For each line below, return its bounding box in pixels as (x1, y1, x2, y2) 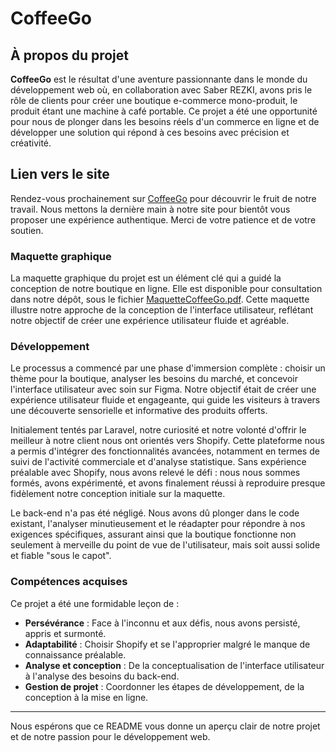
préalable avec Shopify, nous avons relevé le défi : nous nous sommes (10, 467, 301, 479)
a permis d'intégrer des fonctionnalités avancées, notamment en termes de (10, 445, 320, 457)
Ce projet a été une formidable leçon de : (10, 597, 180, 609)
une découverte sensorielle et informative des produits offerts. (10, 405, 268, 417)
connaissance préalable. (24, 648, 127, 661)
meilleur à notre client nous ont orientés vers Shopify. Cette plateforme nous (10, 435, 325, 447)
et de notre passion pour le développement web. (10, 730, 211, 742)
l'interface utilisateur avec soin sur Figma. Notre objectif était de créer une (10, 383, 317, 396)
